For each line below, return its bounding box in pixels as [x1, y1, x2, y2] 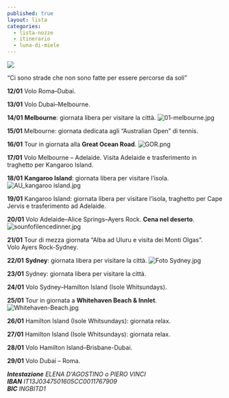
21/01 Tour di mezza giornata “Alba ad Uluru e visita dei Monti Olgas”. [7, 236, 204, 244]
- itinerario [13, 36, 51, 43]
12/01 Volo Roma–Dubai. [7, 87, 76, 95]
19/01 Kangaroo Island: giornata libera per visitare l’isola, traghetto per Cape [7, 195, 223, 202]
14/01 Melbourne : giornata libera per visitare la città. [7, 114, 156, 121]
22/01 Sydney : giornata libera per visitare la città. [7, 257, 147, 264]
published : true [7, 10, 53, 17]
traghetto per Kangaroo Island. [7, 161, 94, 169]
